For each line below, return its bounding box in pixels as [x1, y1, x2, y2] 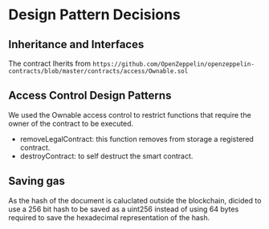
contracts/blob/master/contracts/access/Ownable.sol [8, 67, 189, 75]
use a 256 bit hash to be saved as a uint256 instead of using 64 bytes [8, 204, 239, 214]
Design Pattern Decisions [8, 6, 181, 24]
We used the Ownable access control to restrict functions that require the [8, 110, 251, 119]
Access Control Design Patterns [8, 89, 172, 102]
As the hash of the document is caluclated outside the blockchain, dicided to [8, 195, 262, 205]
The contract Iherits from [8, 58, 91, 68]
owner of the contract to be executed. [8, 119, 134, 128]
